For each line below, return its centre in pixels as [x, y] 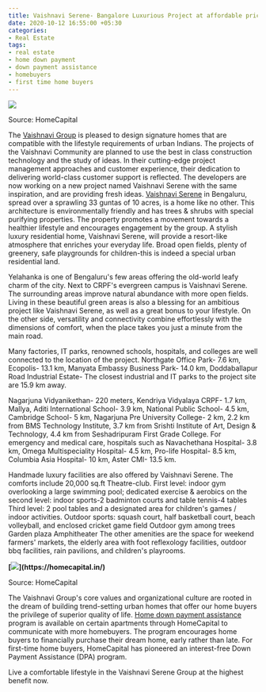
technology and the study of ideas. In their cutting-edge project [112, 160]
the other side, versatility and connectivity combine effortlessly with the [125, 319]
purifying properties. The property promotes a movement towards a [119, 219]
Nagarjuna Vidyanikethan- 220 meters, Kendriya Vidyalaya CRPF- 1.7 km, [127, 400]
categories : [28, 30]
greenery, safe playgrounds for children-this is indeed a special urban [122, 253]
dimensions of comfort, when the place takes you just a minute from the [125, 327]
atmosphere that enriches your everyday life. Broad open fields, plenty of [127, 244]
